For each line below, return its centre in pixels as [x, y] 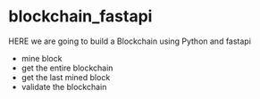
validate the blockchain [64, 87]
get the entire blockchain [67, 68]
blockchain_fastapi [80, 16]
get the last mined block [66, 77]
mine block [42, 58]
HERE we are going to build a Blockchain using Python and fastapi [130, 41]
